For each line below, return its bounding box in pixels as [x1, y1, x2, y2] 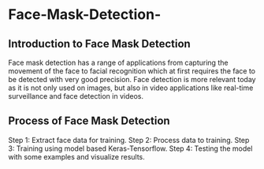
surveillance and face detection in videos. [8, 92, 144, 100]
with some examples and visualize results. [8, 152, 146, 161]
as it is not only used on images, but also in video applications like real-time [8, 83, 254, 92]
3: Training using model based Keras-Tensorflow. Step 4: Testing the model [8, 144, 253, 153]
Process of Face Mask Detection [8, 115, 171, 128]
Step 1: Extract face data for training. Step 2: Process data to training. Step [8, 135, 250, 145]
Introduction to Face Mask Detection [8, 37, 191, 51]
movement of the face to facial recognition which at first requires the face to [8, 66, 256, 76]
